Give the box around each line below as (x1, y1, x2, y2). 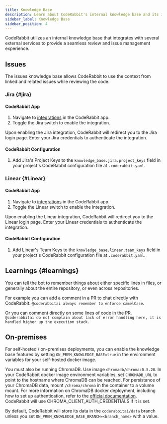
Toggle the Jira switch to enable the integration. (12, 120, 110, 126)
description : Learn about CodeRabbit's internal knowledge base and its (5, 12, 159, 17)
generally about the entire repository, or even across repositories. (5, 285, 140, 291)
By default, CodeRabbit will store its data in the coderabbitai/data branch (5, 408, 156, 414)
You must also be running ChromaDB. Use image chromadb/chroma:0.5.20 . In (5, 367, 162, 373)
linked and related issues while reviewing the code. (5, 78, 110, 85)
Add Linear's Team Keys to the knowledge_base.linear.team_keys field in (12, 247, 161, 253)
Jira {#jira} (5, 91, 32, 98)
